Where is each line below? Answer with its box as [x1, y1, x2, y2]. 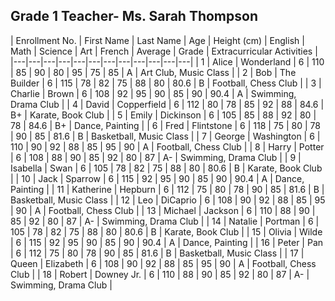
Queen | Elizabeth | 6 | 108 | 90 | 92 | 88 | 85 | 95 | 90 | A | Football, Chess [10, 257, 317, 269]
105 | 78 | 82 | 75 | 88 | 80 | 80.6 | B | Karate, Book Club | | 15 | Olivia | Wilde [10, 225, 323, 238]
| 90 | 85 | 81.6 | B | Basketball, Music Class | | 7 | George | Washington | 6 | [10, 130, 321, 142]
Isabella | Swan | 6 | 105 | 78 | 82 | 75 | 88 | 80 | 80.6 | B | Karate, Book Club [10, 162, 323, 174]
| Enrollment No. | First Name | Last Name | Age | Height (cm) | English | [10, 34, 305, 46]
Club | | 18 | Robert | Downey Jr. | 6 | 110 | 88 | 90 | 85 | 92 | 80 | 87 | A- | [10, 268, 310, 280]
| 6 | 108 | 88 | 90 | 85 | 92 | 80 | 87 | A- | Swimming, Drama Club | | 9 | [10, 151, 302, 163]
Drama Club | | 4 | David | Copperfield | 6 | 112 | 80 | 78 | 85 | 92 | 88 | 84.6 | [10, 98, 325, 110]
